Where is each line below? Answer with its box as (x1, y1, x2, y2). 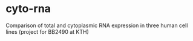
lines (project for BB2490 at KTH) (5, 28, 89, 35)
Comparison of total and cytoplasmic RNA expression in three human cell (5, 22, 188, 29)
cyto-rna (5, 2, 51, 16)
